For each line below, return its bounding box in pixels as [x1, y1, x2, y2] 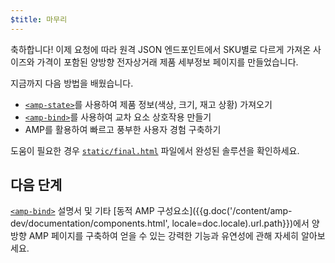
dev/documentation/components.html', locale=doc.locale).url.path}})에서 [10, 217, 310, 230]
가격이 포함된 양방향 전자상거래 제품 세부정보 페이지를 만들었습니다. [36, 56, 299, 68]
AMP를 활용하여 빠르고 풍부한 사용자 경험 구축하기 [24, 123, 222, 135]
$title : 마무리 [10, 14, 68, 25]
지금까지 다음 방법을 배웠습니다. [10, 77, 134, 89]
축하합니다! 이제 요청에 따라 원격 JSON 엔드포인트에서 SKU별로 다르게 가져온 [10, 43, 312, 55]
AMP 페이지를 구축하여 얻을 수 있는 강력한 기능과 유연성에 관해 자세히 [28, 230, 299, 242]
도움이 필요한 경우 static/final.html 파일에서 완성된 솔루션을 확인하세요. [10, 144, 300, 156]
